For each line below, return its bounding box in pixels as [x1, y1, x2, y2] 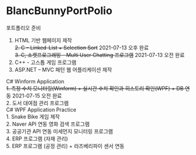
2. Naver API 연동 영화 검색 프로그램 [6, 120, 90, 127]
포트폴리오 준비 [6, 24, 41, 31]
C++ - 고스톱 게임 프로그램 [14, 59, 77, 66]
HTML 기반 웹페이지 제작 [14, 36, 72, 43]
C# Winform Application [6, 77, 65, 85]
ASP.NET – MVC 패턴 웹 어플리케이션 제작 [14, 66, 112, 73]
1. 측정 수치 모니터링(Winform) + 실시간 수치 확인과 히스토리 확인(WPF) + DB [6, 85, 184, 92]
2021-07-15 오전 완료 [12, 92, 62, 99]
